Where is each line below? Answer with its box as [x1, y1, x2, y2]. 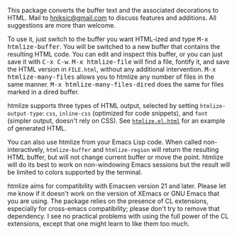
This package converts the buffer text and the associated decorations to [7, 6, 219, 14]
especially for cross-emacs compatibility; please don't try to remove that [7, 204, 220, 212]
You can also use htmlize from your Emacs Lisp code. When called [7, 138, 202, 146]
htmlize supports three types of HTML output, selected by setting [7, 102, 199, 109]
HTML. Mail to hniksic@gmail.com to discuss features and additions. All [7, 13, 216, 22]
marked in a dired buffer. [7, 88, 79, 96]
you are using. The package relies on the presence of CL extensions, [7, 197, 209, 205]
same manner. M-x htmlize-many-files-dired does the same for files [7, 80, 224, 88]
